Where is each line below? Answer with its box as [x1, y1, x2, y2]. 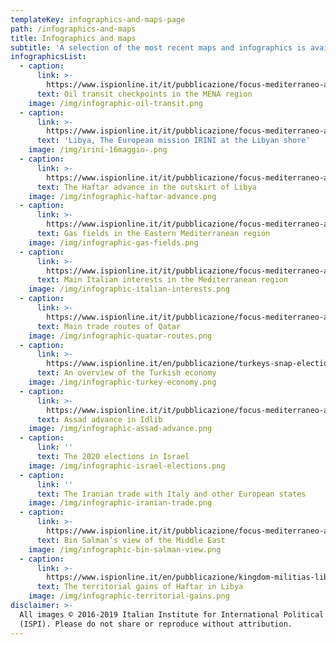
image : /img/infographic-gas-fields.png [28, 237, 199, 248]
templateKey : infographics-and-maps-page [10, 14, 186, 25]
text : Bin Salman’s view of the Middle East [36, 535, 226, 545]
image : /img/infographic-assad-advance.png [28, 424, 213, 434]
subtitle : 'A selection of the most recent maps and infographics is [10, 42, 307, 53]
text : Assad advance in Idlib [36, 414, 163, 425]
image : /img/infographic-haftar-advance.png [28, 191, 217, 201]
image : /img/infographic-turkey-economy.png [28, 377, 217, 387]
